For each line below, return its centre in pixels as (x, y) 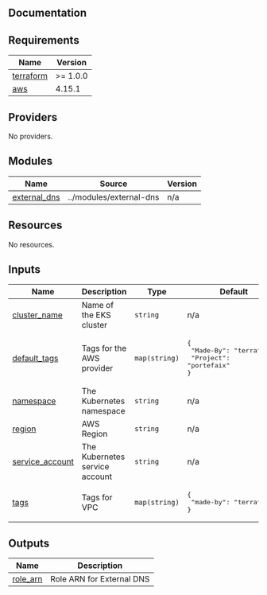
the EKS (96, 315)
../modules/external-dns (114, 196)
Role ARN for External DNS (100, 579)
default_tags (35, 358)
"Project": (210, 358)
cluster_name (37, 315)
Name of (97, 305)
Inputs (25, 270)
